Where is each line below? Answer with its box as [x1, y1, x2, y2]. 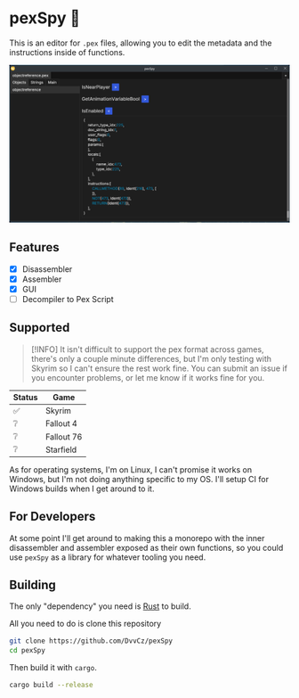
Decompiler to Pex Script [21, 293, 114, 304]
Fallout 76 [45, 431, 83, 442]
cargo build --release [9, 681, 93, 690]
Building [9, 578, 56, 593]
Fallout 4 [45, 418, 77, 429]
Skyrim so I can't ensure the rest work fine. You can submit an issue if [30, 363, 287, 374]
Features [9, 240, 60, 255]
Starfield [45, 444, 77, 455]
